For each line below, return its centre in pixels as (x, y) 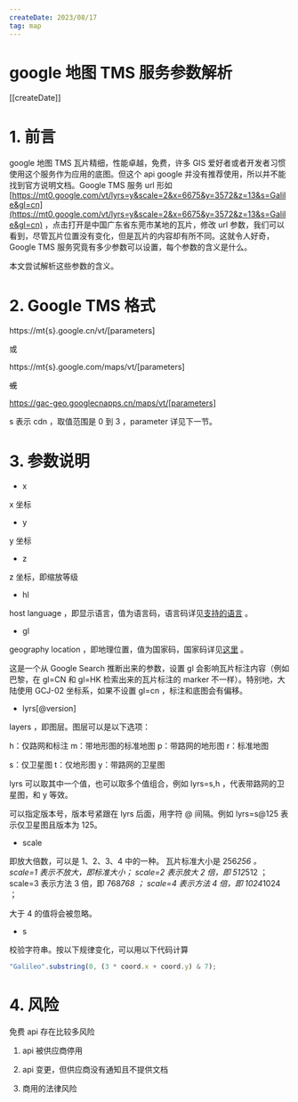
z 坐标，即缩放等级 (44, 577)
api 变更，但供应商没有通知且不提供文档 (95, 1070)
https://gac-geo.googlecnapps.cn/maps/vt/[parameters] (113, 403)
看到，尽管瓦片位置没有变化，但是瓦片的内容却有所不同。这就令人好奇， (141, 236)
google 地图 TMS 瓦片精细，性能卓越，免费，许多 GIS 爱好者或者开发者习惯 (148, 163)
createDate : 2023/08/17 (53, 17)
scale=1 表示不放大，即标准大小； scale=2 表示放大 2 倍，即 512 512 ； (139, 872)
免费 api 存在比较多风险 (52, 1032)
